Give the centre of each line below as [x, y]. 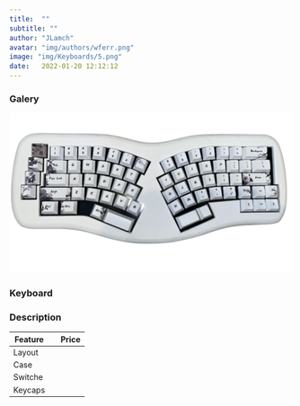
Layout [26, 352]
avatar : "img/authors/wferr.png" [72, 48]
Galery [24, 99]
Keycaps [29, 390]
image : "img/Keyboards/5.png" [66, 57]
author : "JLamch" [42, 38]
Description [35, 317]
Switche [28, 377]
